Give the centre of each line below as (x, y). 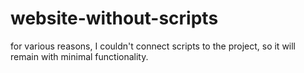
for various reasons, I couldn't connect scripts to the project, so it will (153, 46)
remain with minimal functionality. (79, 56)
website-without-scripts (114, 18)
